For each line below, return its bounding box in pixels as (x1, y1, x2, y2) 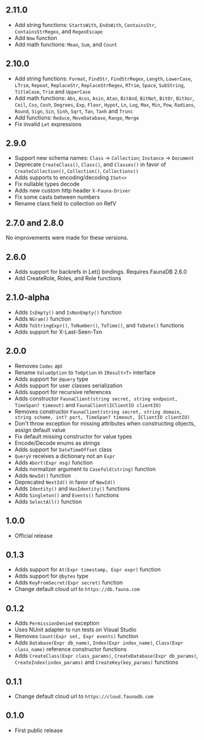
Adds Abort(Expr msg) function (14, 459, 93, 466)
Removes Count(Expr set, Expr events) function (14, 633, 139, 640)
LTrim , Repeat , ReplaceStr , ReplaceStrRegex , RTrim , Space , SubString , (14, 81, 186, 88)
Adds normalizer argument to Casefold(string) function (14, 465, 156, 473)
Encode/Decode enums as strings (14, 439, 100, 446)
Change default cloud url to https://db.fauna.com (14, 586, 140, 593)
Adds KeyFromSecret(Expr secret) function (14, 579, 123, 586)
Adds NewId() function (14, 471, 71, 479)
